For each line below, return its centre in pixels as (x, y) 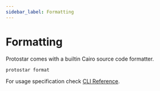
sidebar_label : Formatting (40, 12)
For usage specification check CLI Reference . (63, 81)
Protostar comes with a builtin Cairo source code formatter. (80, 59)
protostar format (28, 70)
